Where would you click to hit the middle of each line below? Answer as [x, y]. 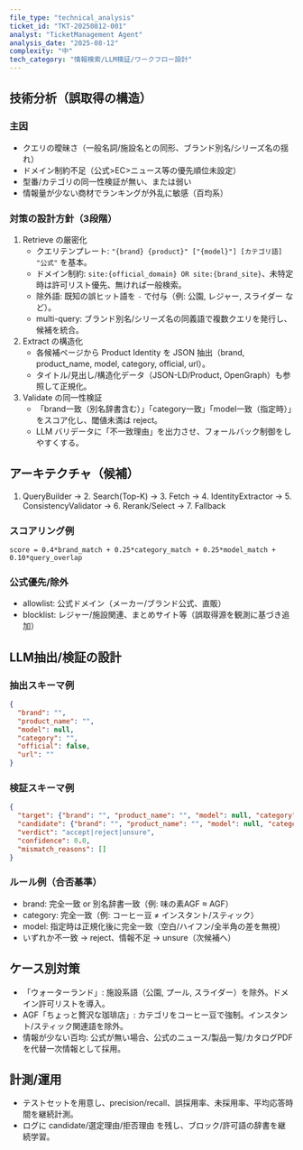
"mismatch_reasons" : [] [62, 849]
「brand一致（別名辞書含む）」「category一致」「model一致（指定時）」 [164, 409]
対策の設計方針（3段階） [63, 218]
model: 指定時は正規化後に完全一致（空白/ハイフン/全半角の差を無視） [154, 926]
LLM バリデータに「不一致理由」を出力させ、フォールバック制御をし [164, 431]
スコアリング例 [42, 530]
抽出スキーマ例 [42, 685]
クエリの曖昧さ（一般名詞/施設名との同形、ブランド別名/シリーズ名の [151, 147]
